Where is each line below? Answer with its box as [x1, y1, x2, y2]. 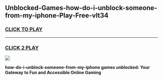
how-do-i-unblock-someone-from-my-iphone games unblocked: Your [5, 64, 150, 70]
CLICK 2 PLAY [5, 44, 39, 51]
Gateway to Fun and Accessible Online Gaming [5, 69, 101, 75]
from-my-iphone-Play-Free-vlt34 [5, 12, 109, 20]
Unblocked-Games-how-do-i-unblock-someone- [5, 4, 158, 12]
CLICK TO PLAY [5, 26, 43, 33]
